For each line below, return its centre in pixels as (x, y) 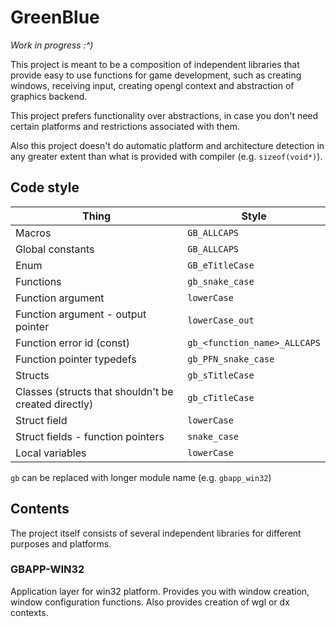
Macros (33, 233)
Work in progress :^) (52, 45)
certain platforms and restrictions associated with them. (125, 126)
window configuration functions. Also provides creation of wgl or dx (150, 602)
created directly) (54, 404)
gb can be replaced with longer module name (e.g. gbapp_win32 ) (141, 477)
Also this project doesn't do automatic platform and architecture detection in (167, 145)
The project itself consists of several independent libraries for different (156, 533)
